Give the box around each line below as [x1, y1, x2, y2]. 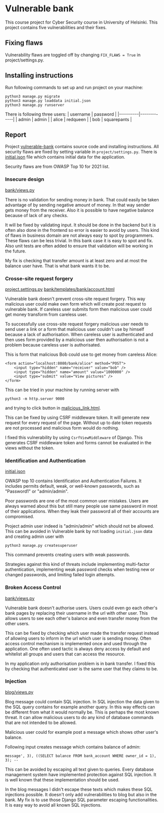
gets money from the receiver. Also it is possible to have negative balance [5, 207, 154, 213]
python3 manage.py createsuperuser [5, 543, 78, 548]
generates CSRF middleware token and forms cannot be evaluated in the [5, 439, 152, 445]
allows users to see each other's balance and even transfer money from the [5, 615, 158, 621]
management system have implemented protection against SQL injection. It [5, 771, 157, 778]
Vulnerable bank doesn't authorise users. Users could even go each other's [5, 605, 158, 611]
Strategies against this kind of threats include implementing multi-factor [5, 562, 150, 567]
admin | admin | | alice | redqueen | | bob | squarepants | [18, 116, 132, 122]
